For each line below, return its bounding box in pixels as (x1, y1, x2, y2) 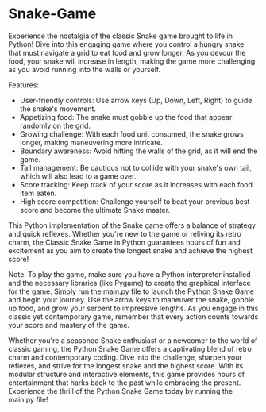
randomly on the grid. (19, 121, 91, 130)
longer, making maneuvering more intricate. (19, 137, 163, 147)
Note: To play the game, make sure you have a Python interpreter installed (8, 269, 251, 279)
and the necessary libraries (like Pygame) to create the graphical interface (8, 278, 252, 287)
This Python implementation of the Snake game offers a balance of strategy (8, 220, 256, 230)
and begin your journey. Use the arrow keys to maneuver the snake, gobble (8, 295, 255, 304)
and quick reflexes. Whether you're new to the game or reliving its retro (8, 229, 242, 238)
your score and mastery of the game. (8, 320, 129, 329)
